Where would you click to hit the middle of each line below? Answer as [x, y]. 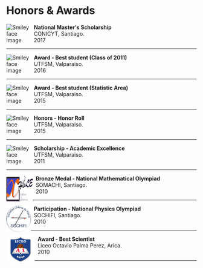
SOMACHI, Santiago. [61, 185]
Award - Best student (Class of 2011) [80, 57]
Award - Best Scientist [66, 239]
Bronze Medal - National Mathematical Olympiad [98, 178]
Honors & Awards [51, 11]
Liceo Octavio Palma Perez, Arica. [79, 245]
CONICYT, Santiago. [59, 33]
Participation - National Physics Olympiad [87, 209]
